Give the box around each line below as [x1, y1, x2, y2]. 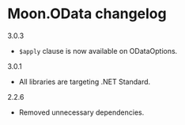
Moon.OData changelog [7, 5, 167, 23]
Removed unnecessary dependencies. [18, 108, 145, 117]
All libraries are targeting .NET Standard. [18, 77, 151, 86]
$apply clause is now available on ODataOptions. [18, 46, 178, 55]
